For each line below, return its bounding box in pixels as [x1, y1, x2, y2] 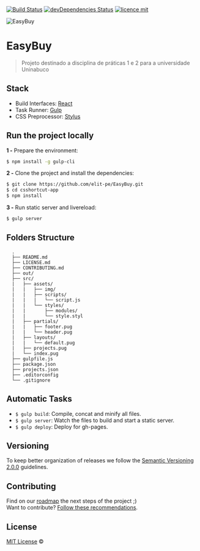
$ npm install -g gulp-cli [6, 158, 75, 165]
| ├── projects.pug [12, 345, 67, 351]
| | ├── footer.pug [12, 324, 72, 330]
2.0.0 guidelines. [6, 464, 48, 471]
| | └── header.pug [12, 329, 72, 335]
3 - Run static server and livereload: [6, 204, 97, 211]
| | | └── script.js [12, 297, 81, 303]
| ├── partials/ [12, 318, 59, 324]
